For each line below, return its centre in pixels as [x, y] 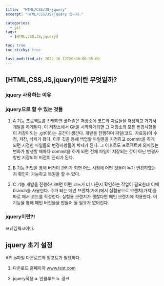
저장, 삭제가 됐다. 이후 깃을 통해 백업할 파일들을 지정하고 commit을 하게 [87, 139]
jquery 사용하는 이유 [29, 95]
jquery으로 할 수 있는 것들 [34, 109]
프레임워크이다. [20, 228]
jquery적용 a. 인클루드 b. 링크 [41, 279]
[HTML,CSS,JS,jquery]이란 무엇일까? [61, 80]
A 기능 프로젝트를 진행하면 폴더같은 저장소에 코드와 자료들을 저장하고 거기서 [84, 121]
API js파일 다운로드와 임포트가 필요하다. [43, 258]
